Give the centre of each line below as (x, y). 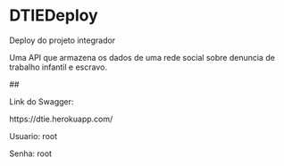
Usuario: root (33, 136)
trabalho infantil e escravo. (58, 67)
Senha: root (30, 154)
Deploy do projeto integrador (63, 40)
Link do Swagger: (42, 101)
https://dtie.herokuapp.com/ (61, 119)
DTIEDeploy (54, 16)
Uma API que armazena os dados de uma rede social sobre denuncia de (142, 57)
